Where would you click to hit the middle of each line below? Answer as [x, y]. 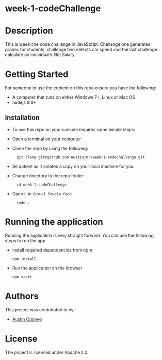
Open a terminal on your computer [46, 139]
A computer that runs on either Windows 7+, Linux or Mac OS [73, 97]
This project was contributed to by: [40, 309]
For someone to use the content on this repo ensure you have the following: [81, 88]
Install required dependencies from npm [52, 250]
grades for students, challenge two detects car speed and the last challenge [81, 50]
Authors [22, 296]
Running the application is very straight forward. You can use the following [80, 235]
